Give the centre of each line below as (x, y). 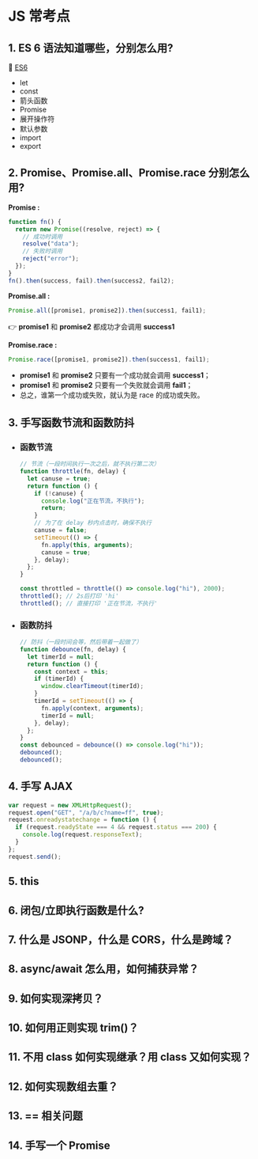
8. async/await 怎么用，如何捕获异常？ (104, 969)
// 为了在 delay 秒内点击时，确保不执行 (93, 523)
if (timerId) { (59, 679)
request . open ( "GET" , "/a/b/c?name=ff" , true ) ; (86, 812)
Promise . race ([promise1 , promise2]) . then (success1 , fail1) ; (109, 359)
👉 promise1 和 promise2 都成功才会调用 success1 (92, 326)
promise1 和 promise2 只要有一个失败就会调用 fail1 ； (106, 386)
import (30, 138)
